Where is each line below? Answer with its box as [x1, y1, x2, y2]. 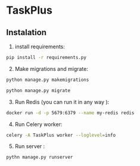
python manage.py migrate [6, 87, 70, 93]
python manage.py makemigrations [6, 77, 89, 83]
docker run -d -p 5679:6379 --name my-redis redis [6, 109, 135, 116]
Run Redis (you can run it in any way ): [14, 98, 110, 105]
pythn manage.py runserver [6, 154, 73, 161]
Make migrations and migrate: [14, 65, 88, 72]
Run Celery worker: [14, 120, 63, 128]
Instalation [6, 27, 46, 37]
